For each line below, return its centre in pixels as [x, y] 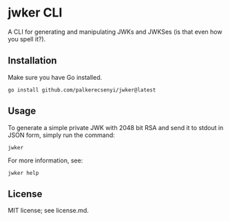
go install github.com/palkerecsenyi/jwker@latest [82, 90]
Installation [32, 61]
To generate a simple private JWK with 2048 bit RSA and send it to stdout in [116, 127]
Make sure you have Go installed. [55, 77]
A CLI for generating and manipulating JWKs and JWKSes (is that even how [115, 32]
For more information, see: [45, 160]
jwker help [23, 173]
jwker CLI [35, 13]
